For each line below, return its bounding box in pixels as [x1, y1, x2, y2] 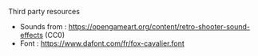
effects [19, 31, 44, 39]
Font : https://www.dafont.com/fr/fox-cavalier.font [19, 39, 185, 48]
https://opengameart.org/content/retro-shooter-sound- [68, 22, 250, 31]
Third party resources [8, 7, 80, 16]
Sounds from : [19, 22, 67, 31]
